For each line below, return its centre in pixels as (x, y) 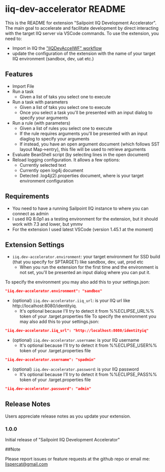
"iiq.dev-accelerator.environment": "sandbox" (54, 291)
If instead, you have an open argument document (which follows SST (90, 144)
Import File (23, 86)
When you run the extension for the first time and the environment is (89, 267)
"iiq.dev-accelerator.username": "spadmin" (50, 360)
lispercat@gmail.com (27, 464)
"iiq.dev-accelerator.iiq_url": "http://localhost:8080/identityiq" (77, 331)
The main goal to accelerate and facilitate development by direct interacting (82, 28)
